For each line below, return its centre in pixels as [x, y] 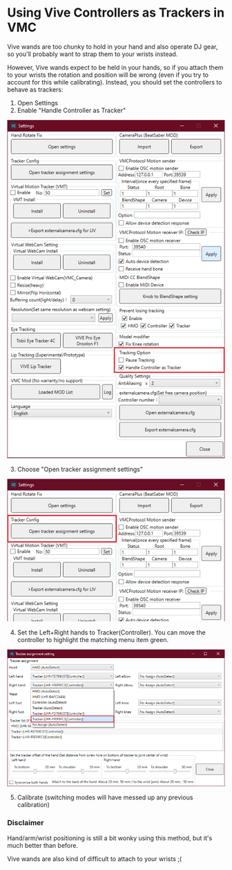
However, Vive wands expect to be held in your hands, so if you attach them [115, 67]
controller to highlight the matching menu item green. [93, 640]
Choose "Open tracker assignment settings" [80, 469]
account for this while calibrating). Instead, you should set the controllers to [115, 82]
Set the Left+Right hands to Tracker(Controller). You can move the [111, 632]
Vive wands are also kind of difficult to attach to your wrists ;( [95, 859]
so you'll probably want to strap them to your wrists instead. [93, 54]
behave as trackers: [35, 89]
